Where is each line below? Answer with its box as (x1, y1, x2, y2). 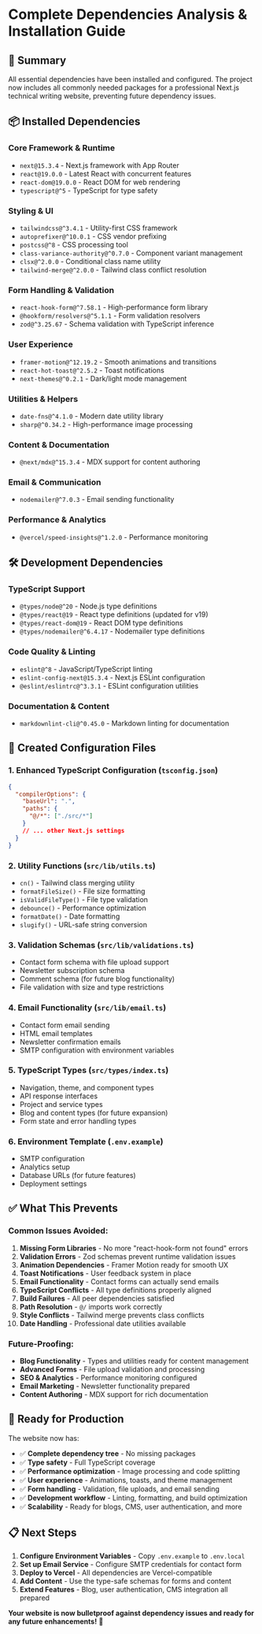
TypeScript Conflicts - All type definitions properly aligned (19, 1285, 212, 1294)
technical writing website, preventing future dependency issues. (8, 91, 216, 100)
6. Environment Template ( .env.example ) (8, 1136, 164, 1147)
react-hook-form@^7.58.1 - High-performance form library (19, 303, 208, 312)
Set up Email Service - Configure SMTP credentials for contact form (19, 1559, 242, 1569)
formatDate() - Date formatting (19, 912, 120, 921)
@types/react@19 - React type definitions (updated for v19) (19, 610, 208, 619)
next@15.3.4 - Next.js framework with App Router (19, 160, 179, 170)
